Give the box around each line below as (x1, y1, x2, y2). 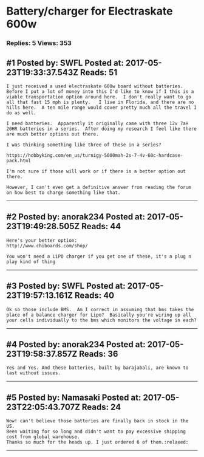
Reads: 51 (80, 67, 117, 77)
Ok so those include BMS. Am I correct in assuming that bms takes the (6, 306, 194, 312)
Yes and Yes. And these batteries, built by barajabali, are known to (6, 365, 189, 371)
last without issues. (6, 370, 61, 376)
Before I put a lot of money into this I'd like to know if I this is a (6, 88, 194, 95)
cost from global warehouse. (6, 434, 80, 440)
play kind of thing (6, 258, 56, 265)
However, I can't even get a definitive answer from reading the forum (6, 184, 191, 190)
